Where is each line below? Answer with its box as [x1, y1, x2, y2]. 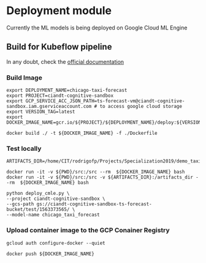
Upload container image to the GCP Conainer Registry [6, 226, 170, 235]
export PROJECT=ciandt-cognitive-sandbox [6, 93, 114, 99]
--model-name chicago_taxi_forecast [6, 212, 100, 218]
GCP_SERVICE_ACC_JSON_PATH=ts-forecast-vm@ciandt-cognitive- [25, 98, 185, 104]
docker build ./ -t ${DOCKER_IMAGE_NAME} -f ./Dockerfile [6, 130, 158, 137]
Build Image [6, 73, 43, 82]
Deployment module [6, 4, 112, 18]
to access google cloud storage [99, 104, 183, 110]
